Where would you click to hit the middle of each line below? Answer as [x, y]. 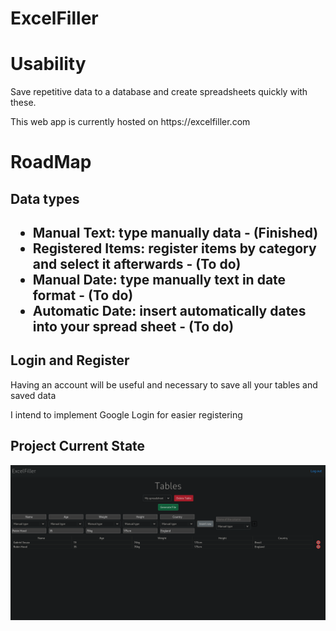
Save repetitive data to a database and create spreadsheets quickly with [159, 92]
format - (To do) [83, 295]
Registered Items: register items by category [174, 248]
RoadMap [51, 162]
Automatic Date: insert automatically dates [169, 311]
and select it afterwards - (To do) [137, 264]
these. [23, 103]
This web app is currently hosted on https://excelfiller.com [130, 122]
